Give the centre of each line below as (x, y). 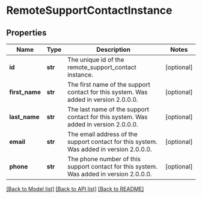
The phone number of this (104, 159)
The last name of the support (108, 109)
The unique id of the (96, 60)
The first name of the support (109, 85)
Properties (26, 33)
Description (113, 50)
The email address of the (103, 134)
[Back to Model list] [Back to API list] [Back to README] (75, 189)
